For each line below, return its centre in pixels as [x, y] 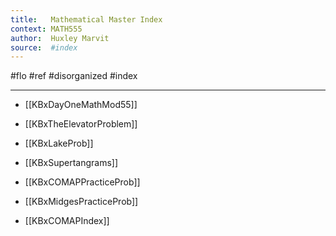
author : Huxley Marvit [60, 38]
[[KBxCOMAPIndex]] [67, 221]
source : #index [44, 47]
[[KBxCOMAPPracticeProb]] [82, 182]
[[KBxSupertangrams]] [71, 163]
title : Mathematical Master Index [86, 19]
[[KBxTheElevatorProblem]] [81, 124]
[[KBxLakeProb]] [59, 143]
